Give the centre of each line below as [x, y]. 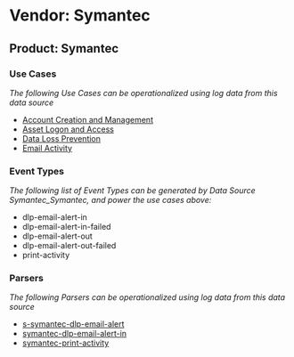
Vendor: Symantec [80, 16]
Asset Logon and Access [68, 129]
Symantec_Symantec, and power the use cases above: [110, 200]
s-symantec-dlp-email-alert [73, 324]
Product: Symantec [64, 49]
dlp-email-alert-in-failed [66, 227]
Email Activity [47, 148]
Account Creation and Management [88, 119]
